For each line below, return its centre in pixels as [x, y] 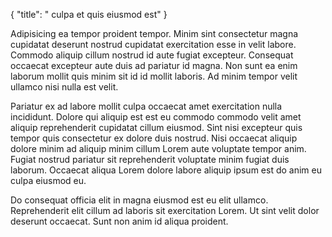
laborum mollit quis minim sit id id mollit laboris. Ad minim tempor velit [154, 76]
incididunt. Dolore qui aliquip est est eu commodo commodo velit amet [156, 117]
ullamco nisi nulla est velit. [64, 87]
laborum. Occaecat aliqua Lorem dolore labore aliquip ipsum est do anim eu [166, 170]
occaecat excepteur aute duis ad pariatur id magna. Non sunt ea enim [154, 65]
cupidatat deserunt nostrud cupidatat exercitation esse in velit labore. [153, 44]
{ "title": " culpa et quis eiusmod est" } [89, 14]
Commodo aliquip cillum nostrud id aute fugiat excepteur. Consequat [152, 55]
